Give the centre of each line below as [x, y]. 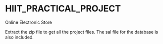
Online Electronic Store [28, 22]
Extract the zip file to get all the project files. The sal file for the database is [82, 32]
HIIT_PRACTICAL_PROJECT [63, 9]
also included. [19, 37]
